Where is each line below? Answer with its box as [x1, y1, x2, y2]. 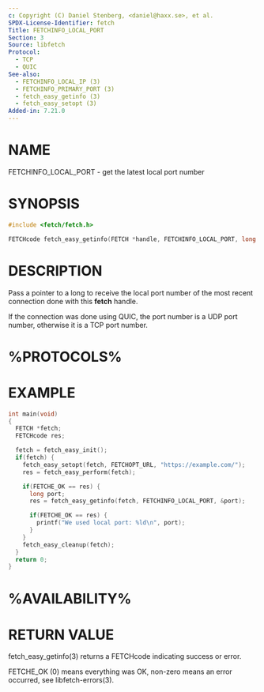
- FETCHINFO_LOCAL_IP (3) [15, 77, 101, 85]
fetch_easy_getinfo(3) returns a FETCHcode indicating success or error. [8, 652, 242, 661]
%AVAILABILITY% [8, 589, 132, 607]
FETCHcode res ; [15, 432, 66, 440]
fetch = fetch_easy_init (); [15, 446, 108, 454]
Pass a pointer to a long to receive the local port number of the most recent [8, 288, 254, 297]
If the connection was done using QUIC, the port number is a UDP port [8, 311, 239, 321]
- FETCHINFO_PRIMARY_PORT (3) [15, 85, 115, 93]
